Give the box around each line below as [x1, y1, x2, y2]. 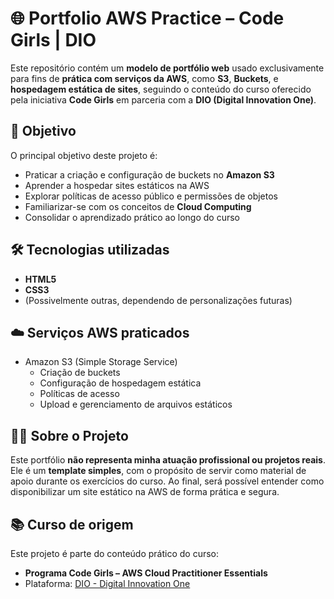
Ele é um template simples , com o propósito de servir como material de [10, 465, 307, 477]
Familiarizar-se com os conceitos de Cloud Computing [24, 200, 252, 212]
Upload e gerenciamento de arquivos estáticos [39, 398, 233, 411]
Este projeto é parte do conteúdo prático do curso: [10, 548, 220, 559]
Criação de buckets [39, 367, 121, 379]
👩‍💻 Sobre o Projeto [10, 427, 129, 444]
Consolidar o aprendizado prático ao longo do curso [24, 211, 241, 223]
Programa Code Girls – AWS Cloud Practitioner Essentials [24, 567, 268, 579]
